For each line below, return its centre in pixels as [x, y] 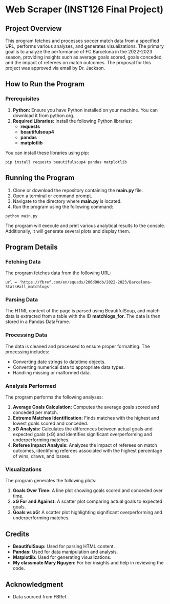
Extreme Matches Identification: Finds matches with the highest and [86, 418]
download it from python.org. [44, 115]
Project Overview [34, 29]
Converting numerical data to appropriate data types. [69, 367]
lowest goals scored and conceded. [50, 423]
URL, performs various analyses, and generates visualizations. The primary [84, 46]
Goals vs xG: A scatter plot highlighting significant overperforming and [87, 513]
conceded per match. [35, 412]
